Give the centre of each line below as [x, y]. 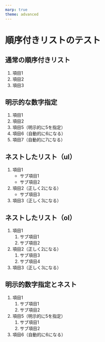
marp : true [16, 10]
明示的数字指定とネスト [41, 285]
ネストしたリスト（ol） [41, 218]
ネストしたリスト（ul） [41, 157]
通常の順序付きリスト [38, 60]
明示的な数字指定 [31, 102]
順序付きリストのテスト [53, 40]
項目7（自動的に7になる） [39, 140]
